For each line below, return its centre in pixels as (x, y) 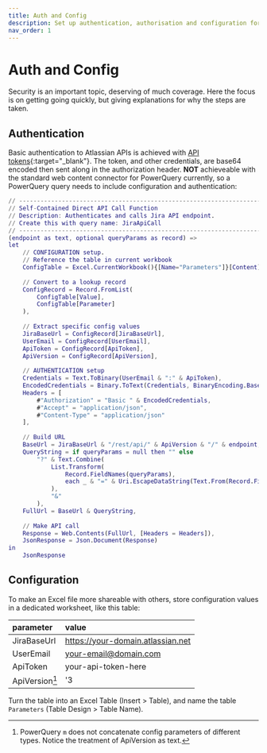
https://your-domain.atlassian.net (128, 640)
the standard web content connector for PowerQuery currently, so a (119, 178)
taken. (19, 109)
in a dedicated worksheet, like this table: (74, 608)
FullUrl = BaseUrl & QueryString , (79, 511)
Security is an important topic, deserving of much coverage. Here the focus (132, 91)
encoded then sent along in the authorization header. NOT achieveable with (132, 170)
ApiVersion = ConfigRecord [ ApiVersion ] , (90, 356)
